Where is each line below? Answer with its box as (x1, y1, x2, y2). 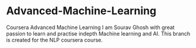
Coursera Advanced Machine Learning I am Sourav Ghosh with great (6, 24, 175, 31)
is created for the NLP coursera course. (6, 36, 103, 43)
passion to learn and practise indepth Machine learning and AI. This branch (6, 30, 191, 37)
